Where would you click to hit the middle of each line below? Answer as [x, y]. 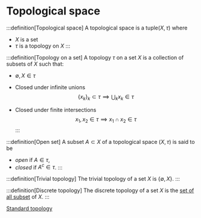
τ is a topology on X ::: [43, 46]
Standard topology [29, 208]
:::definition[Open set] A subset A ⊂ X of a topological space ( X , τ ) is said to [101, 142]
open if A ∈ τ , [32, 160]
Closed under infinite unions [50, 87]
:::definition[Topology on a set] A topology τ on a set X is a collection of [95, 57]
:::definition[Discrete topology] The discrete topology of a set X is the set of [100, 190]
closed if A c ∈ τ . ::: [39, 167]
